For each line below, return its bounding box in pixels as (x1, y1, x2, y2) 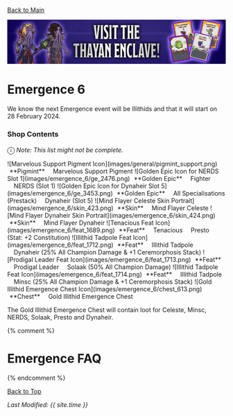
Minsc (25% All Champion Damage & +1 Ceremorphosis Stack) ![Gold (13, 277, 212, 286)
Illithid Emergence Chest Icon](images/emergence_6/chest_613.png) (7, 285, 202, 293)
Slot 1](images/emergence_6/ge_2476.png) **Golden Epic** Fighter (7, 175, 212, 183)
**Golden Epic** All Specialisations (116, 189, 225, 198)
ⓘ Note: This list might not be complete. (7, 145, 123, 155)
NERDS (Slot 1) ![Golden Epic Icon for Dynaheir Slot (13, 182, 159, 190)
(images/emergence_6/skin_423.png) (7, 204, 114, 212)
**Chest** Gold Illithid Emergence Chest (9, 293, 133, 301)
